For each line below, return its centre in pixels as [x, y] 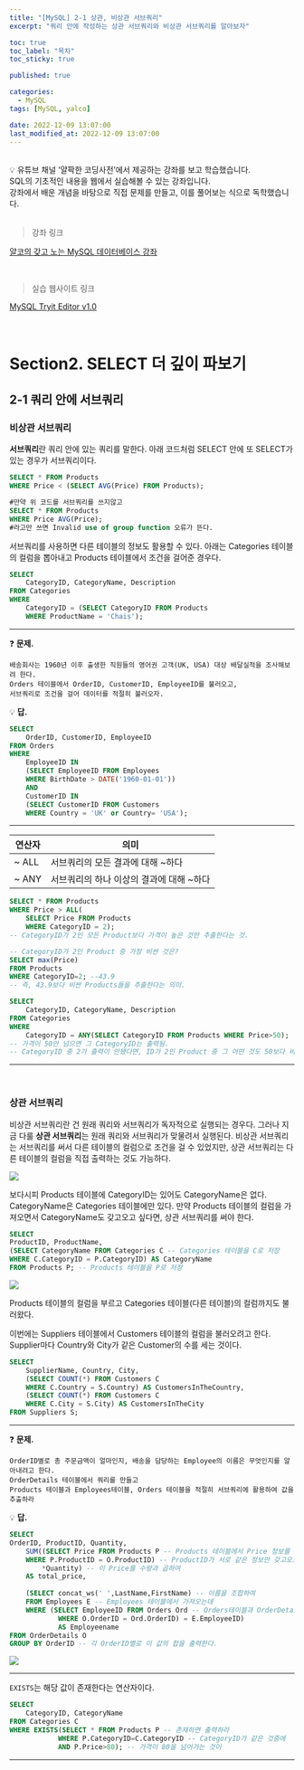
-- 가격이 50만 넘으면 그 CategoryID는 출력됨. [89, 1044]
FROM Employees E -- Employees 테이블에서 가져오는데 [119, 1602]
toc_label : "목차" [42, 51]
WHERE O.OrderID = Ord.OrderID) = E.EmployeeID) [151, 1619]
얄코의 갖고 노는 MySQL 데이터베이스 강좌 [84, 252]
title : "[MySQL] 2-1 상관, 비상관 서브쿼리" [86, 18]
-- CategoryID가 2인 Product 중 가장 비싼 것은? [94, 951]
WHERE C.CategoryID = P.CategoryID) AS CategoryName [111, 1259]
